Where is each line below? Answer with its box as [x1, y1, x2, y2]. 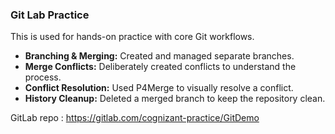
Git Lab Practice [10, 8, 90, 22]
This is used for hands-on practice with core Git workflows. [10, 31, 255, 43]
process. [24, 71, 62, 83]
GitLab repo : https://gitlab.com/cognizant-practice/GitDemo [10, 112, 260, 124]
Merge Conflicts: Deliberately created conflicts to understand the [24, 61, 297, 73]
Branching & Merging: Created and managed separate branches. [24, 50, 295, 62]
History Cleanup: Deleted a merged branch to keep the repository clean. [24, 93, 326, 105]
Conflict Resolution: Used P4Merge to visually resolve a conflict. [24, 82, 294, 94]
